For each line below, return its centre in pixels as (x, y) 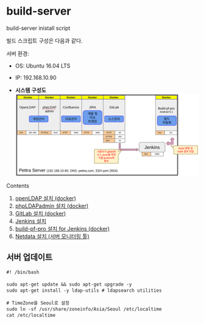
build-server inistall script (38, 28)
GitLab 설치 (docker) (40, 213)
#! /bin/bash (23, 272)
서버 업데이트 (30, 257)
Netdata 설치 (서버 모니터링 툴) (52, 236)
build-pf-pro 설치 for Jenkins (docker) (62, 228)
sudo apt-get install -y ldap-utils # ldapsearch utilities (84, 291)
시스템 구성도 (31, 90)
